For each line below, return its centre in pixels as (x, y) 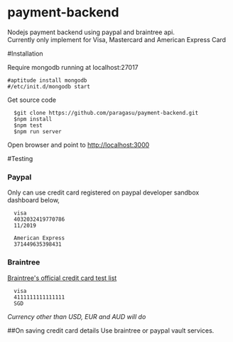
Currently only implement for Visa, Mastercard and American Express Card (116, 39)
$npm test (28, 125)
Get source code (32, 100)
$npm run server (38, 131)
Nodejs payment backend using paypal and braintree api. (91, 32)
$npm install (33, 119)
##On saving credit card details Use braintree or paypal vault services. (111, 330)
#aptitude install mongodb (47, 80)
